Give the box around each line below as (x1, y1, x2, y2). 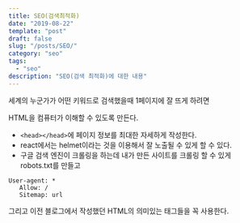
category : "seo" (8, 49, 63, 58)
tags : (8, 58, 27, 66)
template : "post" (8, 27, 67, 35)
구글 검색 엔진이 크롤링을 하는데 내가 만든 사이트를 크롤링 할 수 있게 (19, 150, 232, 160)
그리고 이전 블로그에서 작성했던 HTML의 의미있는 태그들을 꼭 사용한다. (8, 206, 229, 216)
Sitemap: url (19, 191, 63, 199)
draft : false (8, 34, 53, 43)
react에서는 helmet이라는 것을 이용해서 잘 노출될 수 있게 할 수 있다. (19, 139, 233, 150)
